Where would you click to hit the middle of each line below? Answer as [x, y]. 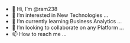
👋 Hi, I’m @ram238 [35, 9]
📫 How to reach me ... [39, 34]
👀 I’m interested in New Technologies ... [60, 15]
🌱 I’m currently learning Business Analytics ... [67, 21]
